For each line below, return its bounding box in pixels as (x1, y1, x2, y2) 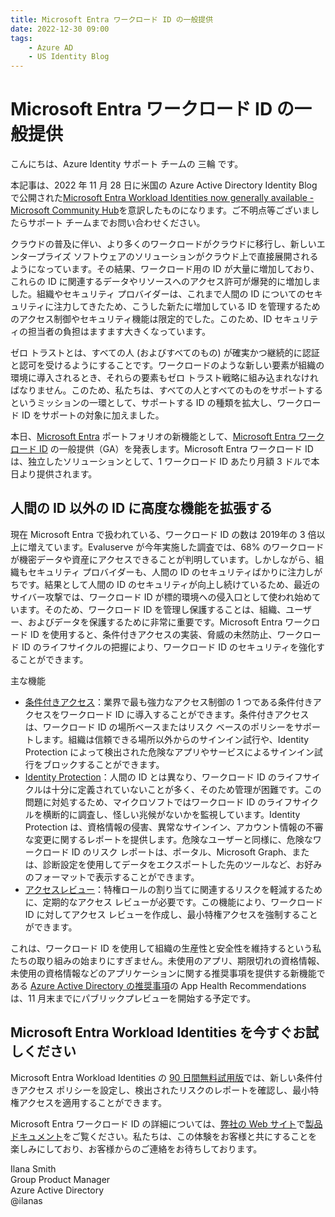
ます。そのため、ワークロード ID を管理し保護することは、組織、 (18, 603, 287, 615)
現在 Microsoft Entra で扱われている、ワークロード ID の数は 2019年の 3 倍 (10, 528, 317, 540)
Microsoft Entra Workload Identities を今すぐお (10, 1024, 306, 1041)
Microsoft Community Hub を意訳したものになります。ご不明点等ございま (10, 204, 312, 216)
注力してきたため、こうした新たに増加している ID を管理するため (53, 301, 321, 313)
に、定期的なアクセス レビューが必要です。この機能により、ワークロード (24, 896, 324, 908)
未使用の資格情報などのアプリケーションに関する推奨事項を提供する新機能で (10, 967, 326, 979)
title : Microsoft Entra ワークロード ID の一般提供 (10, 14, 214, 25)
